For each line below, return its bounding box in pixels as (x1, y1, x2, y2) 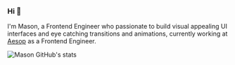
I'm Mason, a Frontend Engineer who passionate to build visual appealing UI (7, 22, 227, 31)
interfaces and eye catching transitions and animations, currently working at (7, 29, 228, 38)
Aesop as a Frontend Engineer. (7, 37, 96, 45)
